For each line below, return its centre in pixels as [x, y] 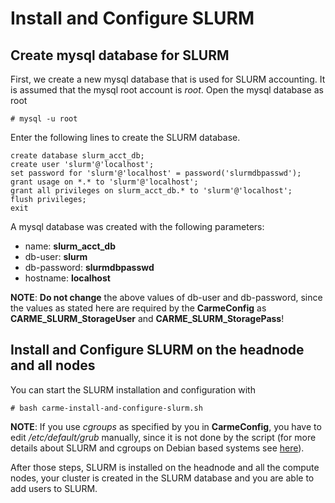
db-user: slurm [56, 256]
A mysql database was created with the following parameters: [137, 226]
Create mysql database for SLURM [120, 55]
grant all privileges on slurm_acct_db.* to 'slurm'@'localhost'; [151, 191]
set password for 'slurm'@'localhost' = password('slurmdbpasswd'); [156, 173]
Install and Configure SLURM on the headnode [157, 350]
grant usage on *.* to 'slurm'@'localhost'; [104, 182]
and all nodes [53, 365]
